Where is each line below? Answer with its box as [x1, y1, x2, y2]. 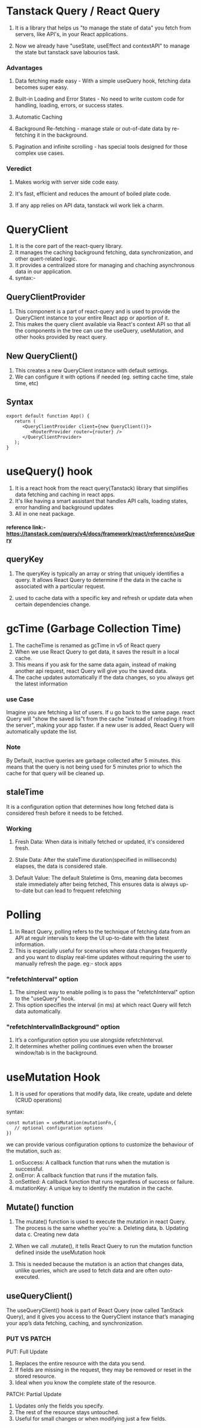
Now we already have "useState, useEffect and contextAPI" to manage [14, 42, 190, 49]
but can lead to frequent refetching [35, 886, 121, 894]
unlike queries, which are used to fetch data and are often [14, 1267, 158, 1274]
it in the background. [37, 131, 88, 139]
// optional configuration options [14, 1125, 103, 1131]
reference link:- [6, 524, 46, 531]
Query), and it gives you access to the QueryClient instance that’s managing [6, 1313, 194, 1320]
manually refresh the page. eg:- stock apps [14, 960, 122, 967]
